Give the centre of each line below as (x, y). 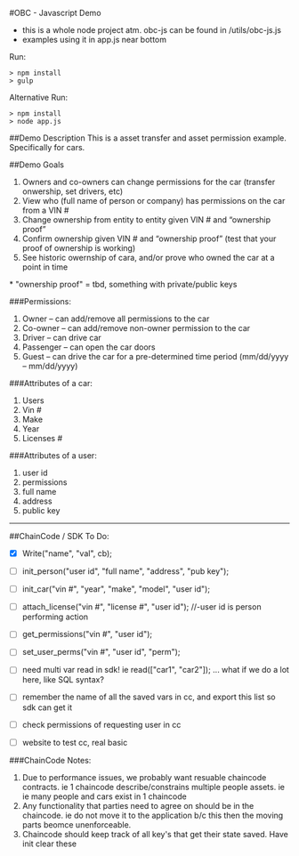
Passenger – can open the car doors (89, 347)
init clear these (49, 844)
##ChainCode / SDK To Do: (59, 536)
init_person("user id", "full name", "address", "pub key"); (125, 571)
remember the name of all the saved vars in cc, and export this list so (149, 697)
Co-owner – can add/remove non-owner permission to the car (136, 328)
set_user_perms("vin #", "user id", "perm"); (101, 652)
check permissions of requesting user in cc (101, 724)
